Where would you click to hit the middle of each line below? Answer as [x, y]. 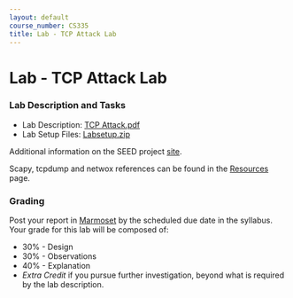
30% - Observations [59, 256]
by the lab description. [63, 285]
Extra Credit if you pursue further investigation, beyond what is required [153, 275]
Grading [27, 200]
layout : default [39, 17]
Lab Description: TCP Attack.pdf [81, 124]
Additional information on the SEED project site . [96, 151]
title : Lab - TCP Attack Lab [63, 34]
